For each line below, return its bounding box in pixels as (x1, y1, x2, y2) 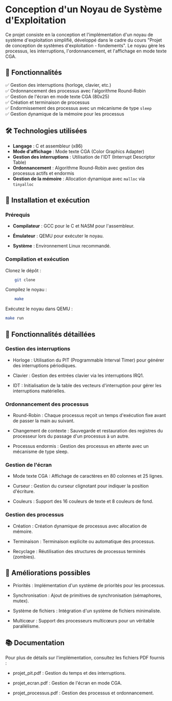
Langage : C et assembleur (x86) (12, 143, 83, 149)
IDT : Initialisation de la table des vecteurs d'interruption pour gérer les (12, 382, 162, 388)
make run (5, 316, 24, 321)
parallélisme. (12, 623, 40, 629)
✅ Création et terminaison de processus (5, 99, 90, 105)
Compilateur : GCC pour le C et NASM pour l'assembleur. (12, 223, 135, 229)
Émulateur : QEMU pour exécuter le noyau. (12, 233, 104, 239)
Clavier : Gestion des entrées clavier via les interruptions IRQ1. (12, 372, 144, 378)
